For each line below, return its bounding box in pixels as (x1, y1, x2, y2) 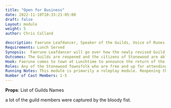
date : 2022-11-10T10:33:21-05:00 (5, 12, 76, 17)
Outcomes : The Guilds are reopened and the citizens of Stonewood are (5, 54, 158, 59)
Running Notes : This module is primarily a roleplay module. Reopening (5, 68, 160, 74)
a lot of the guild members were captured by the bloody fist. (5, 97, 131, 103)
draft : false (5, 17, 33, 22)
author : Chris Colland (5, 31, 53, 36)
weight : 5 (5, 26, 26, 31)
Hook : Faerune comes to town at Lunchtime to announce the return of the (5, 59, 165, 64)
